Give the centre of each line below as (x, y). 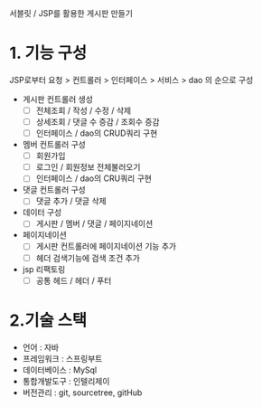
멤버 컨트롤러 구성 (54, 145)
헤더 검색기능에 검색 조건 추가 (88, 258)
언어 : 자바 (41, 347)
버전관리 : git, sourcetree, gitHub (82, 393)
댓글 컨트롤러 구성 (54, 190)
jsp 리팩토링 (44, 269)
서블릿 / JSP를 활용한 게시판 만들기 (71, 13)
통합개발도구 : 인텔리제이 (66, 381)
